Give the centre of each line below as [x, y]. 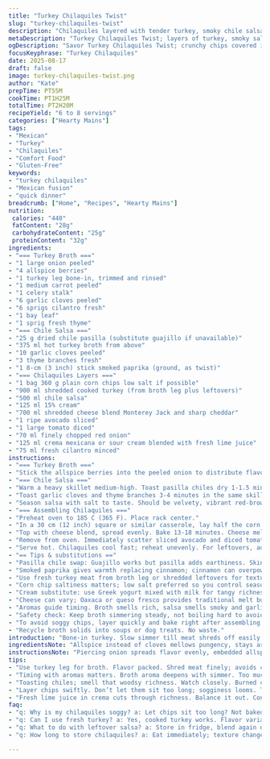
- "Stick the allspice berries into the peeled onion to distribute [125, 473]
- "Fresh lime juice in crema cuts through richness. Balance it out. [129, 698]
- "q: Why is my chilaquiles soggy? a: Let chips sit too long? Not [125, 713]
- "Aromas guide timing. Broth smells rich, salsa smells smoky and [125, 608]
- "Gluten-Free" [35, 166]
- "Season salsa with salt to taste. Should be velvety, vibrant [120, 503]
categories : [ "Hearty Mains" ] [59, 121]
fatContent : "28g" [43, 226]
